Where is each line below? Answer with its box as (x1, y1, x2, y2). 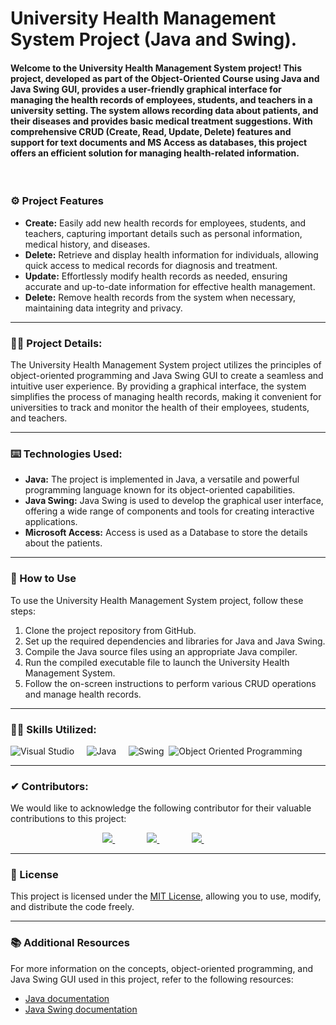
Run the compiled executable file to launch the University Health (24, 656, 290, 668)
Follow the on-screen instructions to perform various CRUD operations (24, 677, 317, 689)
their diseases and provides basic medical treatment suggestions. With (10, 115, 313, 127)
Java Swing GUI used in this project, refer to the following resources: (10, 973, 294, 985)
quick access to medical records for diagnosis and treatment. (24, 259, 278, 271)
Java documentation (24, 992, 110, 1004)
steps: (10, 605, 36, 617)
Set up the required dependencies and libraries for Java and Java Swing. (24, 635, 326, 647)
